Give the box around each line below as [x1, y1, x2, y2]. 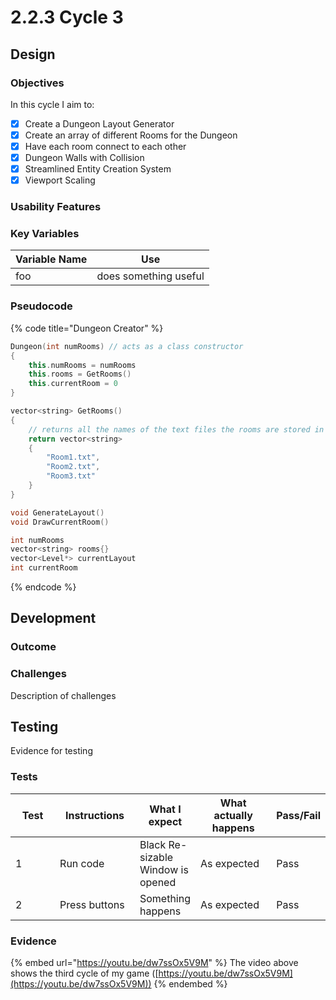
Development [10, 610, 97, 627]
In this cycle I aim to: [10, 98, 95, 110]
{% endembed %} [153, 978, 228, 990]
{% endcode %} [10, 581, 77, 593]
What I [149, 802, 182, 816]
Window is [139, 862, 189, 876]
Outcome [10, 640, 57, 654]
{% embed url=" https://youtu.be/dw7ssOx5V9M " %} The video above [10, 957, 299, 969]
